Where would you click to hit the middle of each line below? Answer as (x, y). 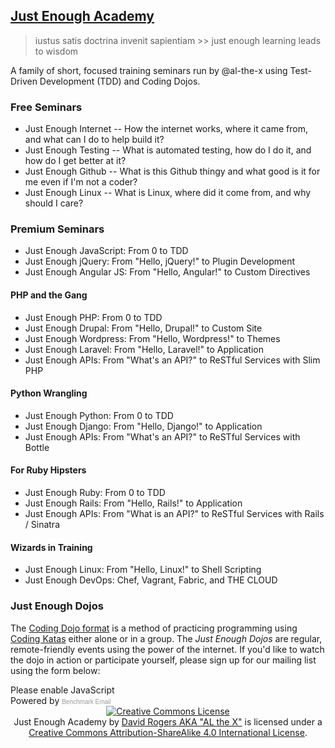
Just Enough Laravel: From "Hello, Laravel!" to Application (144, 349)
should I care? (54, 203)
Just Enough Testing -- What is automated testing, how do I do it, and (168, 150)
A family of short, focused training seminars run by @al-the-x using (149, 70)
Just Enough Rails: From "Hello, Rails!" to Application (133, 503)
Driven (24, 81)
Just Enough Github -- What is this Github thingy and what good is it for (172, 171)
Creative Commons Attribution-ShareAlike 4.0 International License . (168, 732)
